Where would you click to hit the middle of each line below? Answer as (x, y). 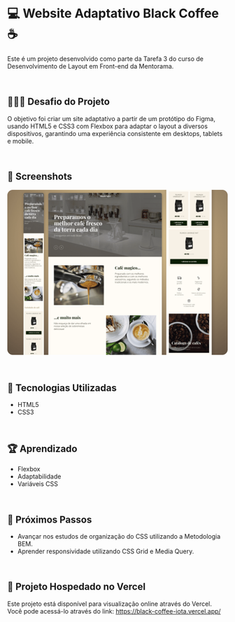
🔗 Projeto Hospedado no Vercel (76, 587)
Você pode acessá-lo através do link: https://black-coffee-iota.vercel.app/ (114, 611)
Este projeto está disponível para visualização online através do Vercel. (109, 604)
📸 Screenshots (40, 177)
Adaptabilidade (39, 476)
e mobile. (21, 141)
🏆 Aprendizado (42, 449)
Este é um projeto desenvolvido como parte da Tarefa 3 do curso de (106, 58)
